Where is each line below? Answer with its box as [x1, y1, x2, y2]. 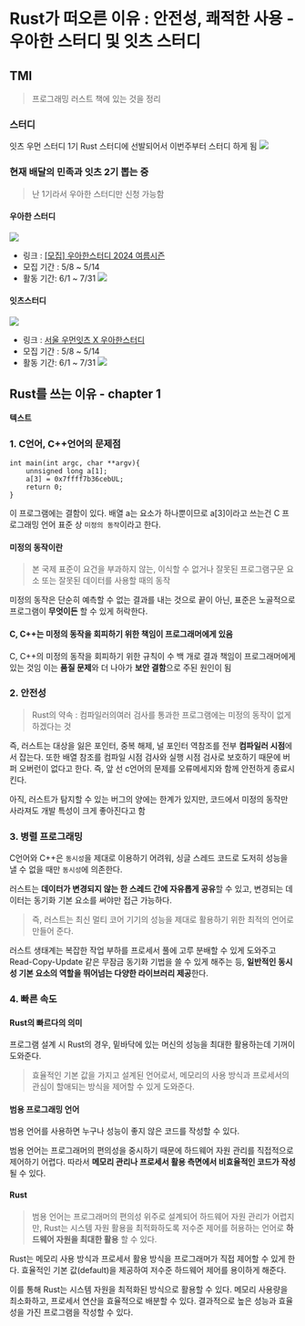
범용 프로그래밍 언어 [9, 1103, 80, 1114]
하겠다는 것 [31, 720, 72, 731]
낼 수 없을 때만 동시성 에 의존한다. [9, 864, 123, 875]
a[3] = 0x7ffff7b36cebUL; [25, 475, 125, 484]
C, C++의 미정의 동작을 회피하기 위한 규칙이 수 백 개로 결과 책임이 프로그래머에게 [9, 650, 296, 661]
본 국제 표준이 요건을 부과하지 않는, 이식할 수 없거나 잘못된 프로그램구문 [31, 564, 285, 575]
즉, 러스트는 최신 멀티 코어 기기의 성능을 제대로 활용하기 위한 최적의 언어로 [31, 914, 294, 926]
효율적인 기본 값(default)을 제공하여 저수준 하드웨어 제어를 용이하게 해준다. [21, 1264, 287, 1275]
